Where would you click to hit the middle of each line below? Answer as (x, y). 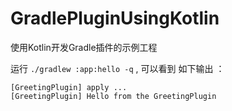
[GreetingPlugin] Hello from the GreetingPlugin (113, 96)
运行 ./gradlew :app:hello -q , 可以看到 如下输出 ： (117, 68)
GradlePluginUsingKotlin (115, 18)
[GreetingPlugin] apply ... (69, 87)
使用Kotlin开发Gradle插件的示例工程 (84, 47)
